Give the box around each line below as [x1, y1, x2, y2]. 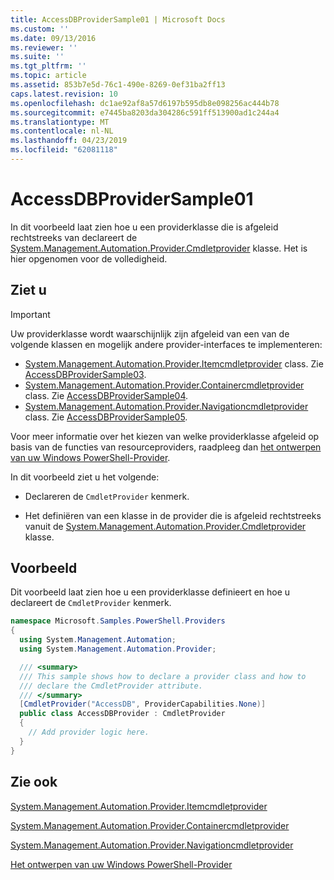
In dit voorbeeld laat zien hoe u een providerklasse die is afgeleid [10, 221, 279, 233]
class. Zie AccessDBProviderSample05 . [24, 411, 188, 423]
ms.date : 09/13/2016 [10, 33, 97, 43]
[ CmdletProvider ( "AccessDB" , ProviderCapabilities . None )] [19, 699, 267, 710]
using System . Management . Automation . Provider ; [19, 644, 217, 655]
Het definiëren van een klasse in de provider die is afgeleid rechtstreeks [24, 509, 322, 521]
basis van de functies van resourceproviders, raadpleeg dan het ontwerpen [10, 441, 322, 453]
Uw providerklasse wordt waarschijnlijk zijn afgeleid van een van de [10, 327, 290, 340]
